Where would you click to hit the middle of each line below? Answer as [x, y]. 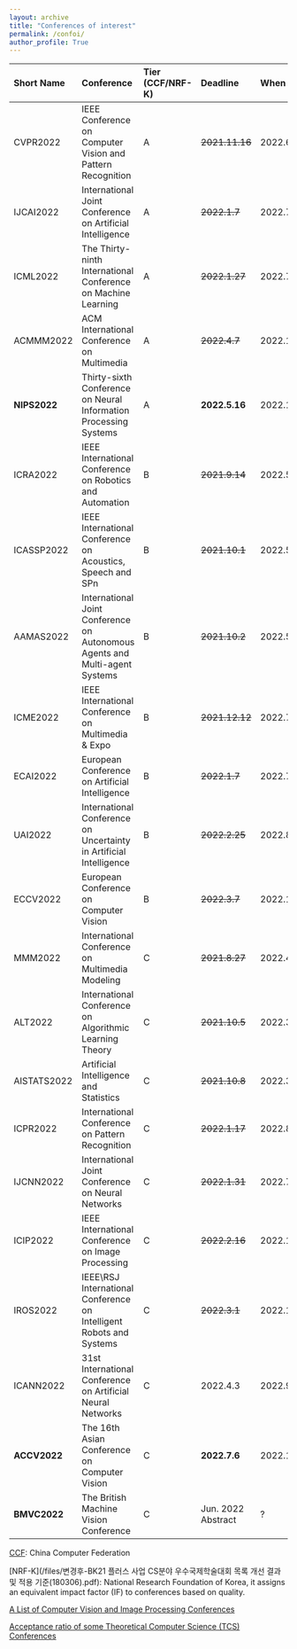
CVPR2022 [37, 143]
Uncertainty [106, 840]
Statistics [101, 1098]
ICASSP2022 [41, 551]
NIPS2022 [35, 405]
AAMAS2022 [41, 637]
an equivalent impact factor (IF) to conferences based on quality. [127, 1592]
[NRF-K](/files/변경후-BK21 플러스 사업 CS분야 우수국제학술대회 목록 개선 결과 [145, 1571]
